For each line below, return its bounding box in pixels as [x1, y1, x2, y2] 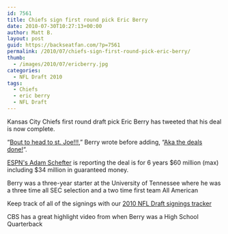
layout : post [7, 35, 44, 42]
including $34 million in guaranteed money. [7, 165, 129, 174]
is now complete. [7, 124, 55, 133]
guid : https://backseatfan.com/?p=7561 [7, 42, 121, 48]
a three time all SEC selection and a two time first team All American [7, 186, 199, 194]
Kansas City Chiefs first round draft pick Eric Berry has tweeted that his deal [7, 117, 222, 126]
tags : [7, 80, 23, 87]
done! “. [7, 145, 27, 153]
